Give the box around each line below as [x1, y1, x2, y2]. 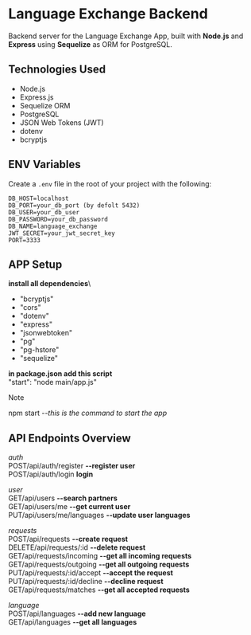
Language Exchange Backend [8, 5, 208, 23]
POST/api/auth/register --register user [8, 461, 136, 471]
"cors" [19, 303, 41, 312]
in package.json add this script [8, 369, 113, 378]
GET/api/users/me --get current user [8, 502, 131, 512]
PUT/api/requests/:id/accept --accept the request [8, 568, 173, 578]
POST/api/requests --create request [8, 535, 129, 544]
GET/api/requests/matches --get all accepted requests [8, 585, 191, 594]
